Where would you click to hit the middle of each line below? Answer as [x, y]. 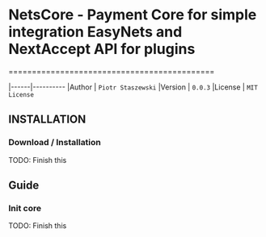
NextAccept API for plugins [102, 49]
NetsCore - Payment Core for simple [133, 15]
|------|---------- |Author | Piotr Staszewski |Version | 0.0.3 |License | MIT [133, 87]
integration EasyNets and [95, 32]
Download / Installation [55, 143]
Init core [25, 208]
